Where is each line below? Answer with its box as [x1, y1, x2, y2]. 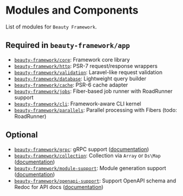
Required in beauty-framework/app [5, 40, 130, 50]
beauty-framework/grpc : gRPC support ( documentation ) [14, 146, 149, 153]
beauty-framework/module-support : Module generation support [14, 164, 166, 172]
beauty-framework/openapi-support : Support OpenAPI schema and [14, 177, 176, 184]
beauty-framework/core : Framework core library [14, 56, 130, 63]
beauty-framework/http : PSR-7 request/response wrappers [14, 62, 158, 69]
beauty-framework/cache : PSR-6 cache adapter [14, 81, 129, 88]
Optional [5, 130, 38, 140]
